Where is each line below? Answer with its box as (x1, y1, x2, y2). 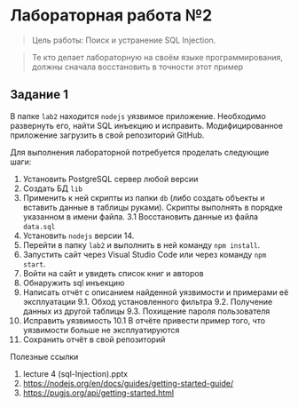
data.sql (22, 222, 56, 231)
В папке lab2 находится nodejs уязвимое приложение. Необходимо (10, 110, 267, 121)
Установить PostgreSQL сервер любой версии (22, 173, 199, 184)
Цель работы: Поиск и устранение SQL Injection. (31, 35, 216, 45)
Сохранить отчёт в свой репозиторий (22, 334, 166, 345)
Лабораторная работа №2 (10, 5, 213, 26)
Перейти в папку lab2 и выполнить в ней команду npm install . (22, 239, 261, 250)
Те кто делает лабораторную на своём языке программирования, (31, 52, 283, 62)
